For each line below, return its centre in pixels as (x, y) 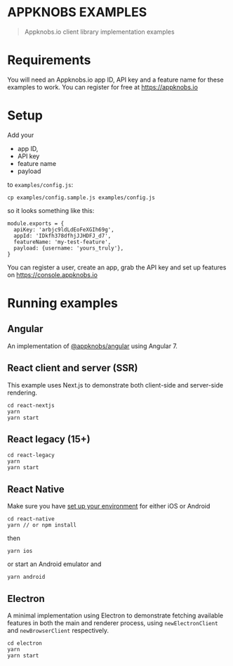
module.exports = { (36, 223)
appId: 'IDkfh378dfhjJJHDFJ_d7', (62, 236)
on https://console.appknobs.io (53, 274)
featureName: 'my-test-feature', (62, 242)
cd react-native (31, 519)
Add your (21, 135)
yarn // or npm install (42, 525)
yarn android (26, 577)
